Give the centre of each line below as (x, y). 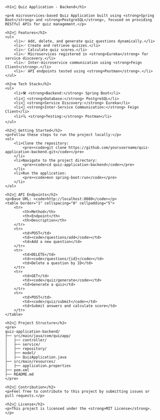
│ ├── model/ (21, 353)
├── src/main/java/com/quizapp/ (38, 336)
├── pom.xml (17, 370)
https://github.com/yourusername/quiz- (109, 148)
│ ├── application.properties (38, 366)
